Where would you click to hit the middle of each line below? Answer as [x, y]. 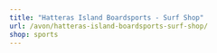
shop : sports [34, 34]
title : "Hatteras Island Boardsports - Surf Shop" [107, 18]
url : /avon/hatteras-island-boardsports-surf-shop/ [108, 26]
